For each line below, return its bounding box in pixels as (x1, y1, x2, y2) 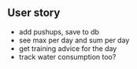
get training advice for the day (18, 43, 117, 53)
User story (7, 6, 61, 20)
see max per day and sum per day (18, 35, 130, 45)
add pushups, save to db (18, 27, 100, 36)
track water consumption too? (18, 52, 117, 61)
